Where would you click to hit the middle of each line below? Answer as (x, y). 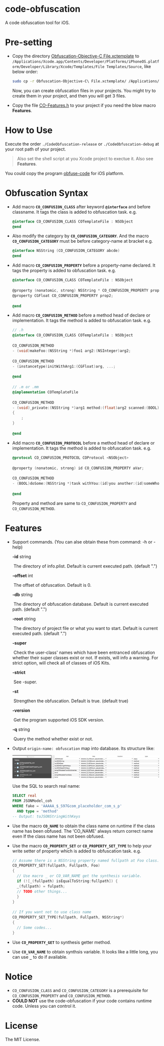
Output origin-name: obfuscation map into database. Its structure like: (83, 748)
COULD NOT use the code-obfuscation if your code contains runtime (82, 1000)
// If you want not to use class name (52, 912)
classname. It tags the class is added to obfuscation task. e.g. (74, 212)
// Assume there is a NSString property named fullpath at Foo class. (86, 860)
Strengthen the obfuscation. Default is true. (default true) (71, 701)
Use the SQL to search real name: (46, 786)
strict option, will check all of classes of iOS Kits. (61, 663)
